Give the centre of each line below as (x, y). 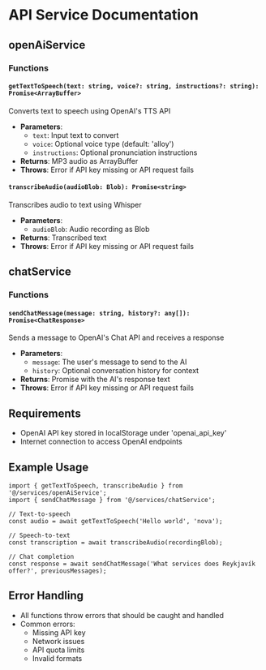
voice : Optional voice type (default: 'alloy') (103, 144)
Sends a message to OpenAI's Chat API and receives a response (116, 337)
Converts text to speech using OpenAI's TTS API (90, 110)
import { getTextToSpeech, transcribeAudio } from (96, 486)
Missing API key (59, 632)
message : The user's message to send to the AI (109, 362)
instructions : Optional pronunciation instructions (115, 152)
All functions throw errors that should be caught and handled (122, 615)
